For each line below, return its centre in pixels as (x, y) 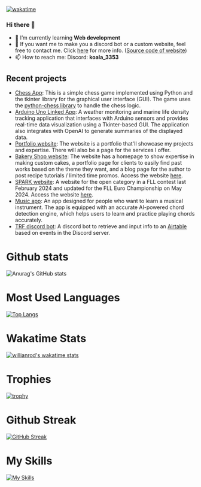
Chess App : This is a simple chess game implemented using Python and (104, 93)
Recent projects (36, 78)
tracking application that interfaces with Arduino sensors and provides (101, 118)
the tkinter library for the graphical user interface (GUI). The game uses (103, 99)
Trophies (29, 379)
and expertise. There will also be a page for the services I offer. (93, 150)
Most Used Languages (63, 298)
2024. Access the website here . (54, 195)
